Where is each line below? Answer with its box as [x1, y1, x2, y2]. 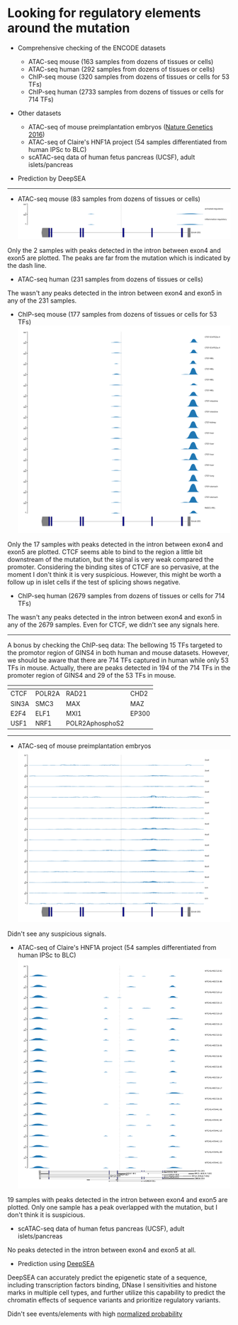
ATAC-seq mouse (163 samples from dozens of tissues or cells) [28, 57, 214, 65]
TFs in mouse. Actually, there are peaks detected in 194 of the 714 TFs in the [7, 663, 231, 672]
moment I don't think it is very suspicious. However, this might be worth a [7, 570, 222, 578]
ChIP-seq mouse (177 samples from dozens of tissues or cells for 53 [17, 310, 217, 319]
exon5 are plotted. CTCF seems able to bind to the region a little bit [7, 547, 203, 556]
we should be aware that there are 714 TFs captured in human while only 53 [7, 656, 229, 664]
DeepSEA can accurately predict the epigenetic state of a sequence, [7, 1273, 208, 1282]
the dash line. [7, 261, 47, 270]
